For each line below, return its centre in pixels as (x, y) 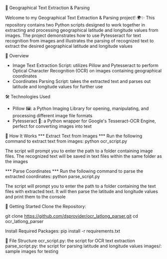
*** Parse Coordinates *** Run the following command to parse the (74, 171)
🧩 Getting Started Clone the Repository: (46, 206)
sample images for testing (32, 251)
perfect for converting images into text (52, 126)
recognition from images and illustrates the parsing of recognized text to (80, 41)
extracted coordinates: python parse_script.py (53, 176)
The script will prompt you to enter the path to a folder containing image (79, 151)
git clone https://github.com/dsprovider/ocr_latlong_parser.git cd (72, 216)
